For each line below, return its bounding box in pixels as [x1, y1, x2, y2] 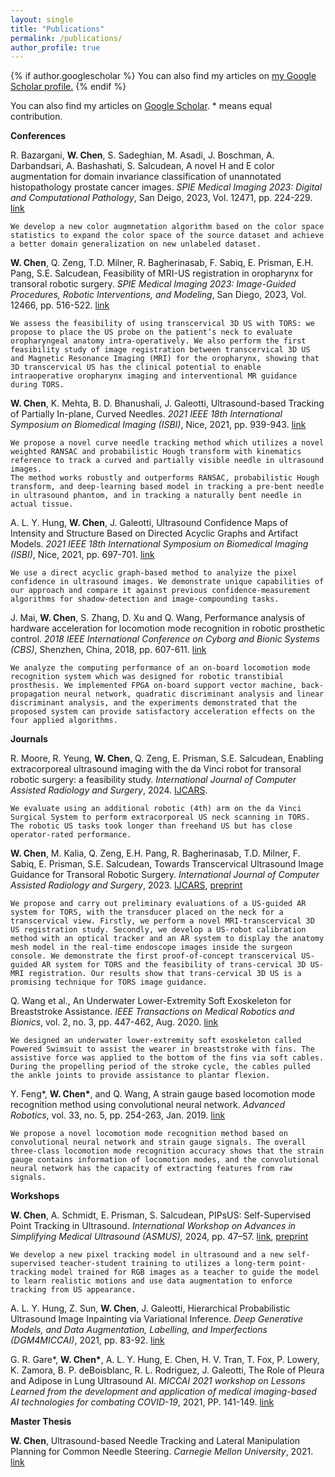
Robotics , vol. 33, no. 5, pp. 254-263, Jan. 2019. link [10, 1109, 226, 1121]
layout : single [10, 14, 74, 25]
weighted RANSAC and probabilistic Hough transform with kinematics [10, 447, 302, 457]
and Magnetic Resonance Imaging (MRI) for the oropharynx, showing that [10, 354, 320, 364]
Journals [10, 733, 48, 745]
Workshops [10, 1190, 60, 1202]
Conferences [10, 130, 67, 142]
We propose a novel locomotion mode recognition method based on [10, 1129, 288, 1139]
